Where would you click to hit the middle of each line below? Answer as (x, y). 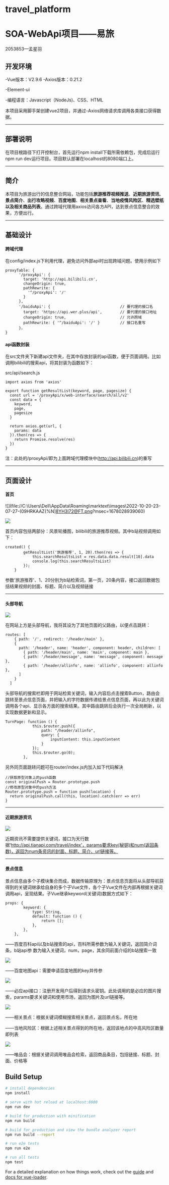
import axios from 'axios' (33, 382)
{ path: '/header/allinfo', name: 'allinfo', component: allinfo (93, 666)
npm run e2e (18, 1148)
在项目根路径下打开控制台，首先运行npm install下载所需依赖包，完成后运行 (82, 152)
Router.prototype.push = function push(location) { (60, 792)
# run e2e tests (22, 1144)
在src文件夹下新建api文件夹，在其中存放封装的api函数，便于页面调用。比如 (83, 356)
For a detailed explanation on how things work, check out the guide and (79, 1171)
